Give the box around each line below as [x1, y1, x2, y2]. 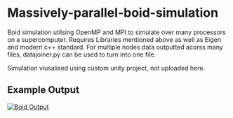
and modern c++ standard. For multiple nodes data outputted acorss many [7, 43, 223, 51]
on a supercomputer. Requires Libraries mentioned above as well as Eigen [7, 35, 221, 43]
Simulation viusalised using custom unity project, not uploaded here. [7, 64, 206, 72]
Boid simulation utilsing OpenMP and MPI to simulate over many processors [7, 28, 226, 36]
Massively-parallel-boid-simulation [7, 5, 219, 21]
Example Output [7, 84, 79, 96]
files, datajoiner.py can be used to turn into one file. [7, 50, 157, 59]
